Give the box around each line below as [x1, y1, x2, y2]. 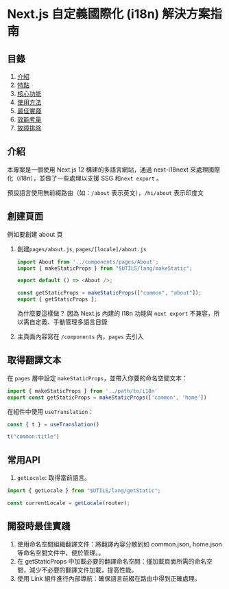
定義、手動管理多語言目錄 [35, 318, 108, 326]
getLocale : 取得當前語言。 [16, 474, 91, 482]
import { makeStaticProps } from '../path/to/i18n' [7, 387, 158, 395]
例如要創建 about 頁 [7, 230, 63, 238]
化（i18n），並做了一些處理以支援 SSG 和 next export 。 [7, 174, 162, 182]
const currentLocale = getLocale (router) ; [7, 500, 130, 507]
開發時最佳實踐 [7, 520, 71, 532]
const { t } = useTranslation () [7, 421, 99, 428]
